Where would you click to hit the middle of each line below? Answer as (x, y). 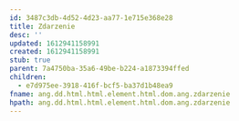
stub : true (30, 60)
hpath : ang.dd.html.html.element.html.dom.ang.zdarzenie (120, 102)
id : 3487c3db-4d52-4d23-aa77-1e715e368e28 (91, 18)
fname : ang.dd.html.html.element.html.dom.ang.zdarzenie (120, 94)
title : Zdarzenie (42, 26)
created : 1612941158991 (55, 52)
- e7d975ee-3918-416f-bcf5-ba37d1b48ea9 (95, 86)
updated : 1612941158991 (55, 43)
